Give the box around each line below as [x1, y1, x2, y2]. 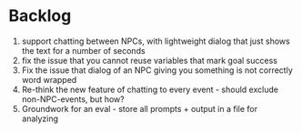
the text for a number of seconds [21, 45, 146, 56]
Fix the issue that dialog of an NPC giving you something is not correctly [21, 65, 293, 76]
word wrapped [21, 74, 77, 85]
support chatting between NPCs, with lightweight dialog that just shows [21, 36, 290, 46]
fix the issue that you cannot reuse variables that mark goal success [21, 55, 278, 66]
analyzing [21, 113, 59, 124]
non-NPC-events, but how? [21, 93, 125, 105]
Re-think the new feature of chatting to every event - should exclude [21, 84, 279, 95]
